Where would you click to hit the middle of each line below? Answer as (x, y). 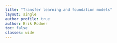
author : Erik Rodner (27, 23)
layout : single (21, 14)
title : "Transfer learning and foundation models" (59, 10)
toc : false (16, 28)
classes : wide (20, 33)
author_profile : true (28, 19)
